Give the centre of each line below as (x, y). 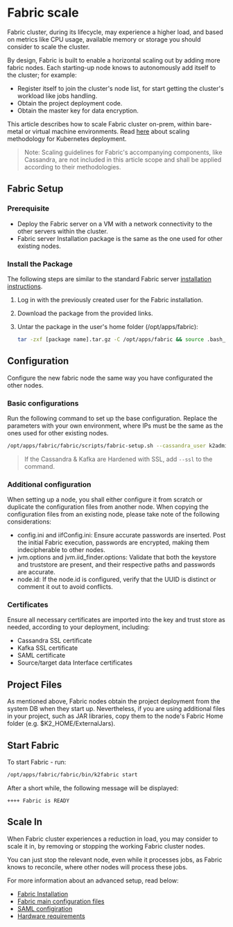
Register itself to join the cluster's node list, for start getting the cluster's (120, 88)
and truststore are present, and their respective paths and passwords (116, 565)
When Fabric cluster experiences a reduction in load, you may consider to (113, 839)
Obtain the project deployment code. (70, 103)
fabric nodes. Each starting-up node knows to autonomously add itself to (112, 67)
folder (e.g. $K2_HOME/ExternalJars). (61, 724)
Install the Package (40, 264)
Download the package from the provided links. (85, 313)
